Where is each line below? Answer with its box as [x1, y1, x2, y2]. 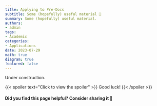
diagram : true [5, 57, 34, 62]
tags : [5, 30, 16, 35]
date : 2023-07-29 [5, 48, 40, 53]
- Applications [5, 43, 36, 48]
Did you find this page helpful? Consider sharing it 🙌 [5, 95, 113, 101]
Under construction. [5, 75, 45, 81]
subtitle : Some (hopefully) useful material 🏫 [5, 12, 101, 17]
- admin [5, 25, 21, 30]
